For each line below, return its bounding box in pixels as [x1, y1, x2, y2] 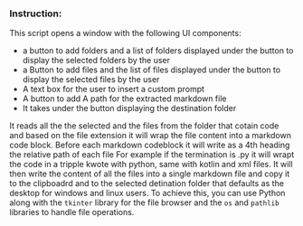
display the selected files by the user [22, 74, 160, 85]
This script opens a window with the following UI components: [9, 28, 241, 39]
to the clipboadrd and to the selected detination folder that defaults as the [9, 178, 285, 189]
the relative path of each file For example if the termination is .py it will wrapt [9, 149, 295, 160]
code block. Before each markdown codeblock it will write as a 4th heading [9, 139, 290, 151]
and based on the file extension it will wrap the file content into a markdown [9, 130, 292, 141]
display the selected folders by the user [22, 55, 170, 66]
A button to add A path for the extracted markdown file [22, 93, 227, 104]
